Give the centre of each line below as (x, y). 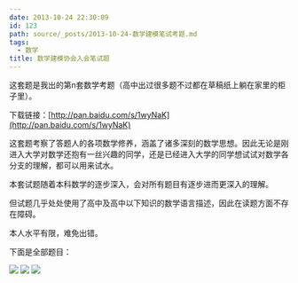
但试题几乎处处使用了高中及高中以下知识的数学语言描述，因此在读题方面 (141, 203)
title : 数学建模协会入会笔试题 (59, 59)
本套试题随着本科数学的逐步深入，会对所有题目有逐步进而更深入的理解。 (141, 184)
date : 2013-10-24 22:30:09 (59, 17)
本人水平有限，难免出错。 (56, 233)
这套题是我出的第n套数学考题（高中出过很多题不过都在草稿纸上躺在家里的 (144, 85)
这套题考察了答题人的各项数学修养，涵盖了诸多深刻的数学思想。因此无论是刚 (149, 143)
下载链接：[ (30, 115)
